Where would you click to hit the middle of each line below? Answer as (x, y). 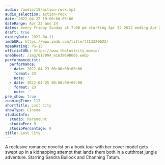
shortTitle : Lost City (28, 106)
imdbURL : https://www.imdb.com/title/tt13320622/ (57, 42)
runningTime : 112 (23, 101)
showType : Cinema (23, 110)
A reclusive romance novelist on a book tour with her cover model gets (77, 147)
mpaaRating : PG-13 (24, 46)
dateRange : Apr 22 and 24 (31, 23)
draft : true (17, 32)
